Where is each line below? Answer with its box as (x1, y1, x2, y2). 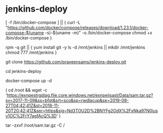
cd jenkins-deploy (5, 68, 42, 74)
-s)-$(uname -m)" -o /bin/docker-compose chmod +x (44, 30, 152, 35)
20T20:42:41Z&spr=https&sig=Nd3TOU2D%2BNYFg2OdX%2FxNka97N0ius (5, 108, 158, 114)
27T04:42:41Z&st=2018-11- (5, 102, 60, 108)
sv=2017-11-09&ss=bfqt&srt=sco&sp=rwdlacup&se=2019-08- (5, 97, 129, 103)
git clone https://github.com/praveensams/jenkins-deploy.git (5, 59, 126, 65)
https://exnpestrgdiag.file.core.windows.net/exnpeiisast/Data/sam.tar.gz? (7, 92, 153, 98)
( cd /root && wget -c (5, 87, 47, 93)
